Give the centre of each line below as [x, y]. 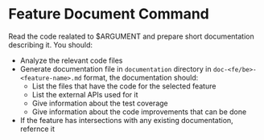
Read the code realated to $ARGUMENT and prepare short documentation [132, 36]
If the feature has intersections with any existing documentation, [126, 120]
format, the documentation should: [141, 77]
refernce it [37, 129]
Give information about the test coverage [100, 103]
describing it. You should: [50, 44]
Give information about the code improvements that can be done [139, 111]
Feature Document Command [109, 14]
